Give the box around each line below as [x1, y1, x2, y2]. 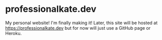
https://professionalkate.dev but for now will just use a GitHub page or [5, 25, 151, 31]
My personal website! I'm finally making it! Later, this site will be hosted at [5, 20, 158, 26]
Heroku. [5, 30, 22, 36]
